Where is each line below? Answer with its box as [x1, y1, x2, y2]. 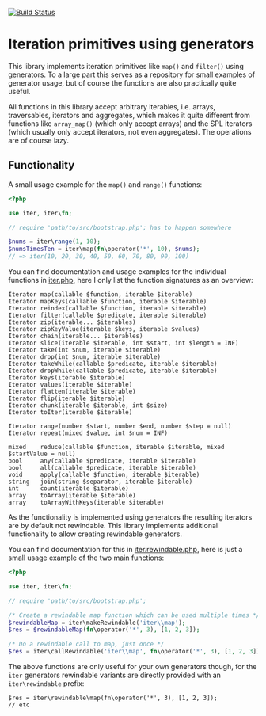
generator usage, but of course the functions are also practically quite [8, 78, 237, 87]
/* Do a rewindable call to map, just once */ [8, 640, 165, 649]
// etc [8, 701, 30, 709]
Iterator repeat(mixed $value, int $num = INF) [8, 429, 169, 437]
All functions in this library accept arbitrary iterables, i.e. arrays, [8, 101, 216, 111]
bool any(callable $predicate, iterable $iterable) [8, 457, 196, 465]
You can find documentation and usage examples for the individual [8, 267, 226, 276]
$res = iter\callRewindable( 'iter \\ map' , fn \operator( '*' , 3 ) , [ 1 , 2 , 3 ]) [8, 648, 260, 656]
